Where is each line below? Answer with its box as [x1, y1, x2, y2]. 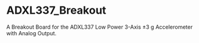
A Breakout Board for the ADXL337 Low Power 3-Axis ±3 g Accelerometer [6, 23, 193, 30]
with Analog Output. [6, 29, 57, 36]
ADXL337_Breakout [6, 4, 107, 17]
